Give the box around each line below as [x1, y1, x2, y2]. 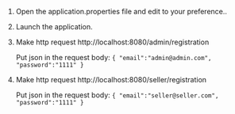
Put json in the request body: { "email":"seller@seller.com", [15, 90, 219, 100]
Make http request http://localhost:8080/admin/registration [15, 37, 210, 47]
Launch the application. [15, 22, 93, 31]
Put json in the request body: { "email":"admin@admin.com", [15, 53, 212, 62]
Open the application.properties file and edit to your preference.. [15, 7, 228, 16]
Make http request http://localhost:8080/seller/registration [15, 75, 207, 84]
